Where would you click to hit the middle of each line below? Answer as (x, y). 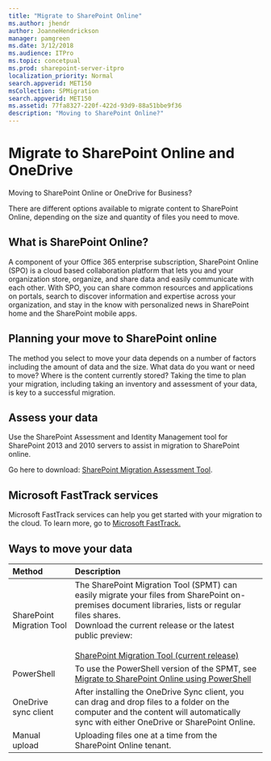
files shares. (98, 615)
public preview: (104, 636)
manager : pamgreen (39, 38)
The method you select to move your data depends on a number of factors (132, 358)
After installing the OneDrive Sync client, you (159, 692)
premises (92, 605)
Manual (27, 735)
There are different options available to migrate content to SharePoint (123, 208)
